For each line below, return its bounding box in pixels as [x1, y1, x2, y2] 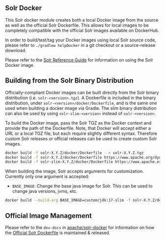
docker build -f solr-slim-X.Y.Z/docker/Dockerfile [5, 159, 113, 164]
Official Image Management [5, 211, 92, 220]
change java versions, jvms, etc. [12, 188, 78, 194]
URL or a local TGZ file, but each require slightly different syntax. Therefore [5, 130, 158, 136]
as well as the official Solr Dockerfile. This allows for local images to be [5, 22, 149, 28]
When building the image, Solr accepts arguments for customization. [5, 168, 144, 174]
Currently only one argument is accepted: [5, 174, 89, 180]
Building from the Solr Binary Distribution [5, 76, 134, 85]
